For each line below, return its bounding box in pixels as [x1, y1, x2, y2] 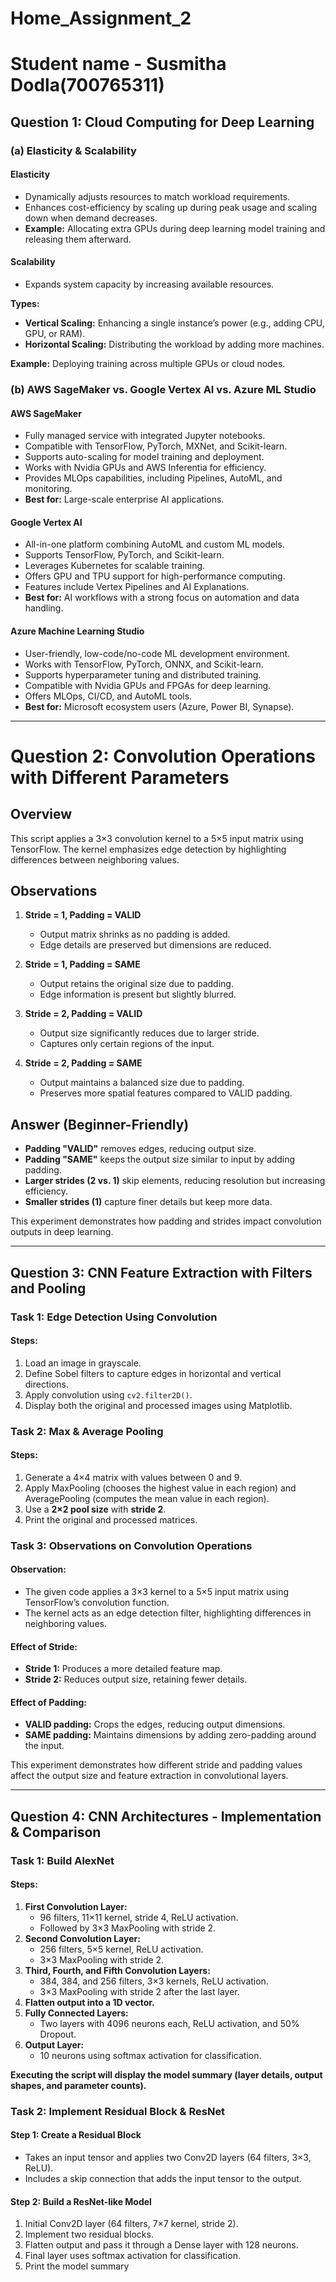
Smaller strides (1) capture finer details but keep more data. [24, 1196, 273, 1208]
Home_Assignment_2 [10, 7, 192, 30]
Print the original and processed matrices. [24, 1513, 198, 1526]
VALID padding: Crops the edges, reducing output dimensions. [24, 1718, 286, 1731]
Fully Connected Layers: [24, 2007, 129, 2019]
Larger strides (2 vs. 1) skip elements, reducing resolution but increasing [24, 1175, 326, 1187]
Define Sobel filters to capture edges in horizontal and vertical [24, 1367, 282, 1379]
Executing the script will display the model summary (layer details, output [10, 2068, 323, 2081]
